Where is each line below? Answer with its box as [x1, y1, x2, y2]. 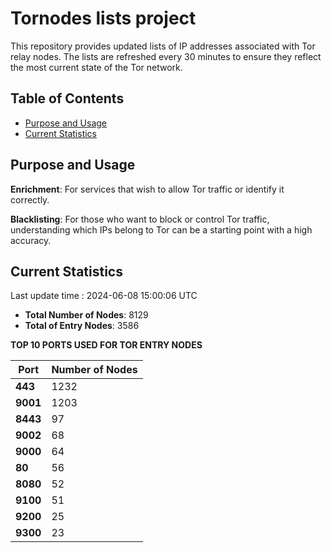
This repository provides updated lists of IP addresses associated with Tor [10, 40, 316, 52]
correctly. [10, 193, 50, 206]
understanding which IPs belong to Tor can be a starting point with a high [10, 223, 313, 236]
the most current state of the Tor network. [10, 61, 183, 73]
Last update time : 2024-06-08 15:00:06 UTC [10, 290, 198, 302]
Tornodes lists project [10, 7, 197, 30]
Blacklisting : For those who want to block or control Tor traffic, [10, 213, 270, 225]
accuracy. [10, 234, 52, 246]
